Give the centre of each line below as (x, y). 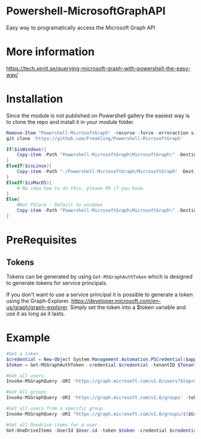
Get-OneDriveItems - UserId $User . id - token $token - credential (87, 430)
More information (50, 52)
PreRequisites (42, 240)
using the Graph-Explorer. (38, 301)
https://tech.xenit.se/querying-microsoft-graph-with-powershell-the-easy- (98, 68)
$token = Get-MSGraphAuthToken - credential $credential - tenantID (91, 365)
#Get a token (22, 354)
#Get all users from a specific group (54, 408)
